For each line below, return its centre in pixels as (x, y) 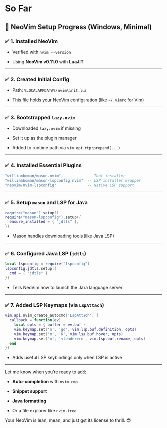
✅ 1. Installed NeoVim (32, 41)
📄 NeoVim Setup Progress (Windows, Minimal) (79, 27)
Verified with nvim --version (42, 52)
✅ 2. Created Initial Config (37, 79)
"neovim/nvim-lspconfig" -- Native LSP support (70, 185)
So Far (19, 9)
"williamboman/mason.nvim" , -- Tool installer (65, 176)
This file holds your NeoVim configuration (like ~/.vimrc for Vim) (78, 100)
